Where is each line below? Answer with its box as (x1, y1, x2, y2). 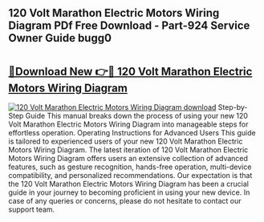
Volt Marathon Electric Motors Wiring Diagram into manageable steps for (8, 119, 249, 129)
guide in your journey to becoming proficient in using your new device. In (8, 188, 250, 197)
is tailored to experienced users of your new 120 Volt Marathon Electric (8, 136, 243, 146)
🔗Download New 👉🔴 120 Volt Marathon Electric (8, 64, 253, 79)
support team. (8, 204, 55, 214)
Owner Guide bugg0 (8, 31, 112, 45)
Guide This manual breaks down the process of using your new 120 (25, 111, 249, 120)
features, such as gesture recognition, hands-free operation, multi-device (8, 162, 252, 172)
